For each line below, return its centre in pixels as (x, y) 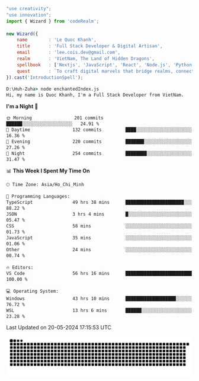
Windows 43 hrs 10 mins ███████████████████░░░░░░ (99, 299)
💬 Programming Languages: (38, 197)
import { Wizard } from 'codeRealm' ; (53, 21)
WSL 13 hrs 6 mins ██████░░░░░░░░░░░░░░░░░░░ (99, 310)
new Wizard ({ (22, 34)
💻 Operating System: (33, 292)
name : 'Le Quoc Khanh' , (57, 40)
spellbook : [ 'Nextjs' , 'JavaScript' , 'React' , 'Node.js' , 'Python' (106, 65)
